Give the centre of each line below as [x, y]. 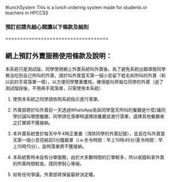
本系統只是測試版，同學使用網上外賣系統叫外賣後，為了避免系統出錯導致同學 [85, 69]
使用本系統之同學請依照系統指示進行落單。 [57, 99]
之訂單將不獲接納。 [33, 123]
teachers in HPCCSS [27, 13]
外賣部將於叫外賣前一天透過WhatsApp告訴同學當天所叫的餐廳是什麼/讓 [87, 110]
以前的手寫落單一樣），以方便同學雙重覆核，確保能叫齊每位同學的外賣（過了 [84, 82]
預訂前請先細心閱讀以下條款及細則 [47, 27]
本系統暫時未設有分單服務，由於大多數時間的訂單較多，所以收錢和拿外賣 [88, 157]
